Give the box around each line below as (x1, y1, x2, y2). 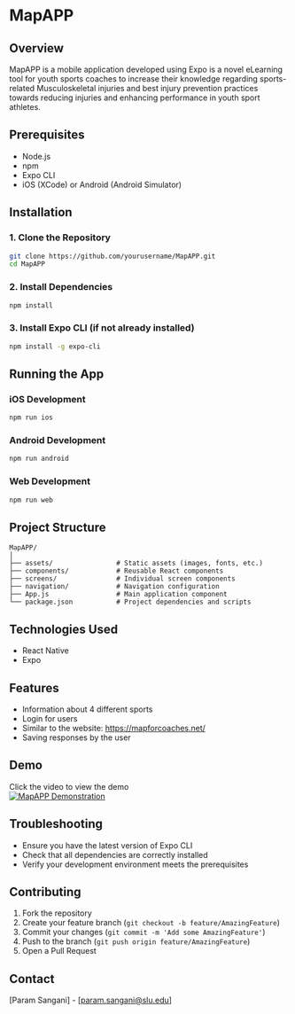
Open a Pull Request (21, 946, 97, 956)
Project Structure (9, 519, 106, 534)
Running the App (9, 366, 105, 381)
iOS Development (9, 393, 86, 405)
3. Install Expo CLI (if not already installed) (9, 322, 195, 334)
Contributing (9, 884, 82, 900)
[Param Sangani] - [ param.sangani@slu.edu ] (9, 994, 173, 1006)
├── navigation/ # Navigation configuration (9, 582, 220, 591)
